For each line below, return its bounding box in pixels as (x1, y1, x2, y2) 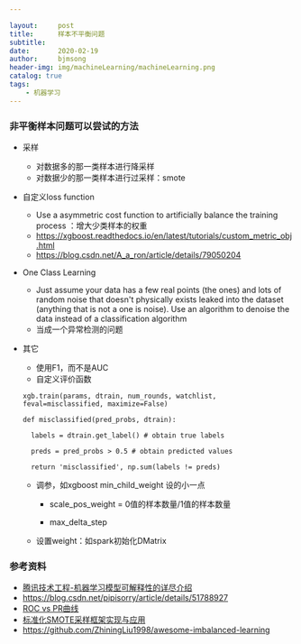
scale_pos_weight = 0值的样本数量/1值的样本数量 (49, 498, 232, 510)
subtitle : (9, 38, 47, 47)
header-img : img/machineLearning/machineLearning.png (9, 63, 216, 72)
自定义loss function (22, 191, 95, 202)
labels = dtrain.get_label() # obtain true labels (31, 430, 225, 440)
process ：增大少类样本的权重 (35, 220, 148, 231)
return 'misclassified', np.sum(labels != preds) (31, 462, 221, 472)
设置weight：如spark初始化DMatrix (35, 535, 167, 546)
